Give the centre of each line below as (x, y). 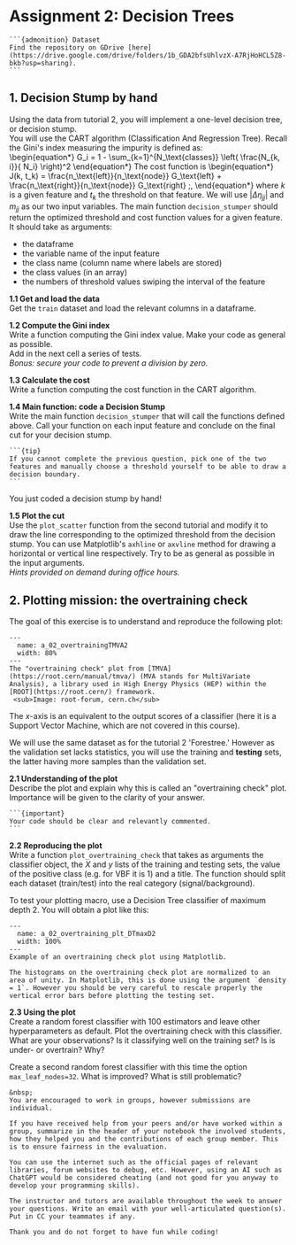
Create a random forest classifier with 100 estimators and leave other (135, 1022)
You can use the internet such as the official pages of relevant (134, 1163)
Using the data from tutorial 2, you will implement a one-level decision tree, (146, 119)
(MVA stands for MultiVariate (195, 677)
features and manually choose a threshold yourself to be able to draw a (148, 467)
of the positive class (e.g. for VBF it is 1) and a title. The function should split (148, 874)
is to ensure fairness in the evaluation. (88, 1147)
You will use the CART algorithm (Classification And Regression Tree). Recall (148, 138)
